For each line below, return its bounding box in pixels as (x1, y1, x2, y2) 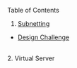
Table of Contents (7, 6, 60, 14)
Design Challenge (17, 33, 69, 41)
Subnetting (17, 20, 50, 27)
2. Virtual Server (7, 54, 55, 62)
